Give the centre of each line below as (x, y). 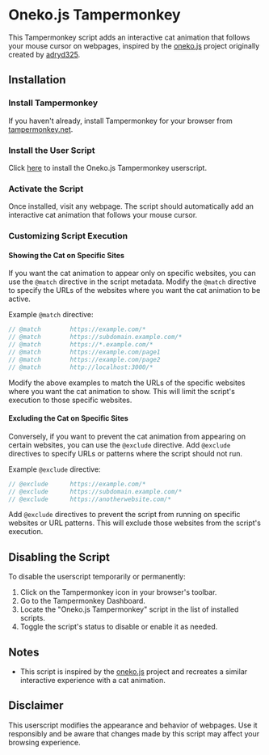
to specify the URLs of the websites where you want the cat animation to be (134, 291)
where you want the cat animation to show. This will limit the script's (122, 391)
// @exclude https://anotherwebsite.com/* (90, 499)
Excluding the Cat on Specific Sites (69, 418)
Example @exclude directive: (55, 469)
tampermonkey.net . (41, 129)
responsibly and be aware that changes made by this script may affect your (134, 733)
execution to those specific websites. (70, 400)
